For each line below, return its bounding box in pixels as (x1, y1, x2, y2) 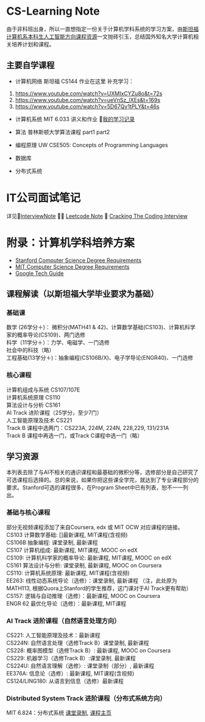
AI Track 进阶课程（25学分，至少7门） (6, 409, 103, 416)
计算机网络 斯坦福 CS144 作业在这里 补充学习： (15, 78, 134, 85)
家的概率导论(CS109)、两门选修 (6, 331, 85, 338)
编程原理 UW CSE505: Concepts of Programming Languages (15, 141, 168, 148)
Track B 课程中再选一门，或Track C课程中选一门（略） (6, 432, 143, 439)
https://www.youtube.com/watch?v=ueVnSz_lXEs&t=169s (15, 96, 160, 103)
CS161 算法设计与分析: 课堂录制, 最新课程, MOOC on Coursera (6, 561, 162, 569)
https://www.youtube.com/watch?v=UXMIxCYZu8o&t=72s (15, 90, 163, 97)
